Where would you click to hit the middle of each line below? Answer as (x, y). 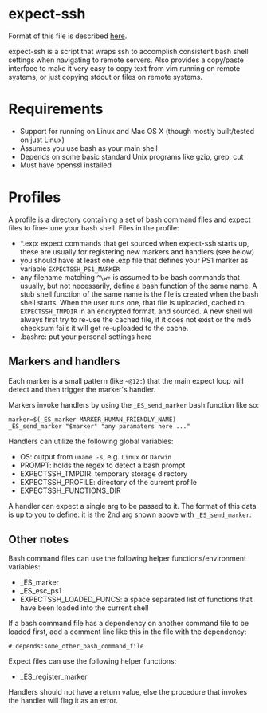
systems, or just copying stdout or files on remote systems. (106, 77)
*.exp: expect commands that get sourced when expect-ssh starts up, (134, 243)
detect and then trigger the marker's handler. (82, 389)
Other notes (39, 540)
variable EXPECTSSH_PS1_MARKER (70, 269)
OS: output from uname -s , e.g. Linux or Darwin (96, 456)
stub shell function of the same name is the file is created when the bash (139, 294)
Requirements (56, 109)
